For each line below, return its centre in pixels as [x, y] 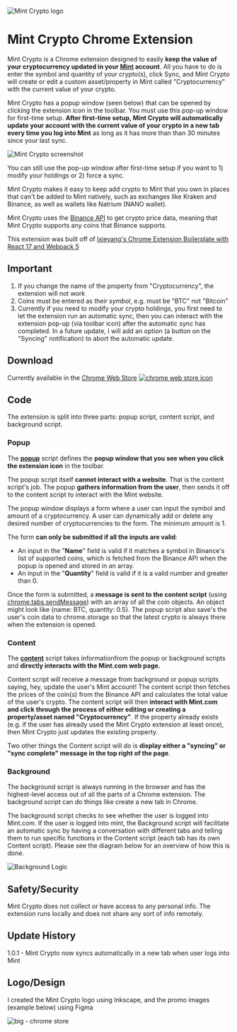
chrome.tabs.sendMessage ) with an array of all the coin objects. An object [116, 602]
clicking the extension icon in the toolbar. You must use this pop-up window [118, 110]
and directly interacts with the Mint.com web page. [84, 666]
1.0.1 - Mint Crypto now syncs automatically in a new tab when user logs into [118, 953]
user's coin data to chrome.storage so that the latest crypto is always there [117, 617]
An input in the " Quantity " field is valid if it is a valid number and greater [123, 573]
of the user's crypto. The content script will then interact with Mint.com [112, 702]
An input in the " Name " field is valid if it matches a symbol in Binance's [121, 550]
